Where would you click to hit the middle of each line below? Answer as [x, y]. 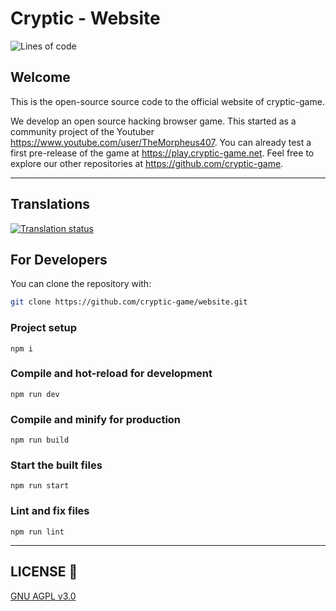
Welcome [40, 77]
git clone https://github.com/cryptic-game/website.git [129, 302]
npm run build [40, 440]
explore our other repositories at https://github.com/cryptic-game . [147, 163]
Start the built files [56, 465]
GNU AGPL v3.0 [43, 596]
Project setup [43, 328]
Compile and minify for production [96, 419]
